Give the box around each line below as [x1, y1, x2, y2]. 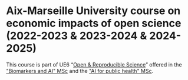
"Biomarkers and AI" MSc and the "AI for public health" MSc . [6, 67, 154, 74]
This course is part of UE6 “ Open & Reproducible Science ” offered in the [6, 61, 182, 68]
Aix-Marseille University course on [6, 4, 181, 18]
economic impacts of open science [6, 16, 182, 30]
